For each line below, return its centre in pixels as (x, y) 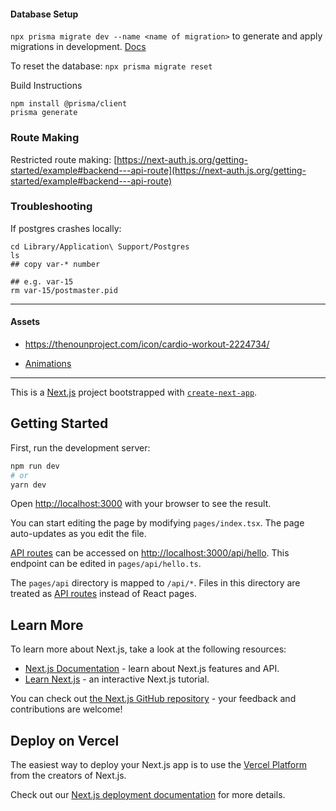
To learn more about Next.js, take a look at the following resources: (148, 649)
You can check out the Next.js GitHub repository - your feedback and (153, 699)
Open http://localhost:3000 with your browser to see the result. (141, 504)
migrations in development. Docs (78, 47)
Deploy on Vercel (65, 740)
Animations (48, 363)
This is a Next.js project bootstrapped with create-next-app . (134, 392)
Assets (25, 322)
